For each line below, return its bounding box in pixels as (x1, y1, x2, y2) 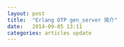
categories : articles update (7, 29, 92, 37)
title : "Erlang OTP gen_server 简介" (7, 17, 118, 23)
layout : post (7, 10, 45, 17)
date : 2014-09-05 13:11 (7, 23, 82, 30)
